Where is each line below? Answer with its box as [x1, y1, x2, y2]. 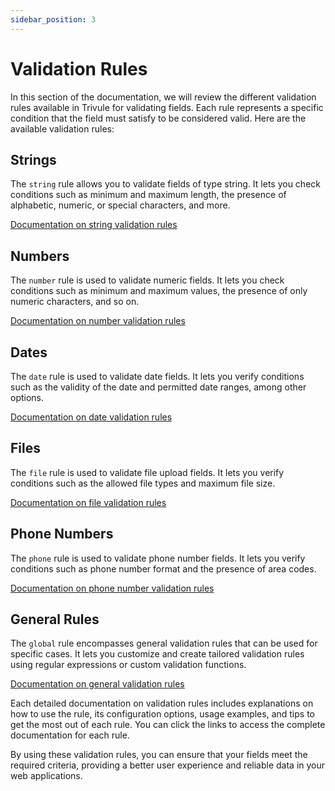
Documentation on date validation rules [10, 411, 173, 423]
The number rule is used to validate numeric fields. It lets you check [10, 274, 285, 286]
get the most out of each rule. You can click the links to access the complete [10, 719, 326, 731]
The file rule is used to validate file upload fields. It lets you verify [10, 466, 285, 478]
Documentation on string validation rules [10, 219, 178, 231]
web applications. [10, 770, 83, 782]
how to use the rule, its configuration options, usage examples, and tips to [10, 708, 315, 720]
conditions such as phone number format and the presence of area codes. [10, 562, 317, 575]
